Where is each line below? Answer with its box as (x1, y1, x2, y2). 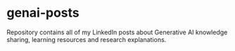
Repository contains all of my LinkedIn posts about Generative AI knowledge (6, 28, 228, 36)
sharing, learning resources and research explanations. (6, 35, 167, 43)
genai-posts (6, 5, 80, 21)
